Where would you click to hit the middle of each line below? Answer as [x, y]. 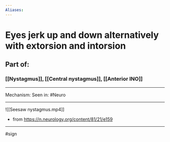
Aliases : [14, 10]
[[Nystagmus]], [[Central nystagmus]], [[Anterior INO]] [74, 79]
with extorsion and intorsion [66, 46]
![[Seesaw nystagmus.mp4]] [35, 109]
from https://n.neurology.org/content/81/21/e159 [62, 119]
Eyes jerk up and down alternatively [82, 35]
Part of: [17, 65]
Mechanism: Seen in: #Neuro [35, 95]
